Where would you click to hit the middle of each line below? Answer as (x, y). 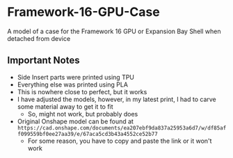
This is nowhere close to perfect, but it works (82, 91)
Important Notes (43, 61)
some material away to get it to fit (65, 106)
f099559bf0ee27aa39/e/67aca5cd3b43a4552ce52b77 (87, 134)
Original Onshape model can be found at (75, 121)
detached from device (39, 38)
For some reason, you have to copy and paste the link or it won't (120, 141)
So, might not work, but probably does (83, 114)
